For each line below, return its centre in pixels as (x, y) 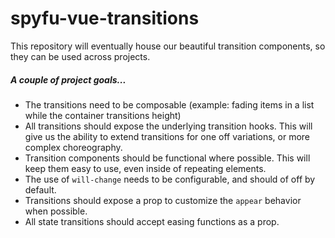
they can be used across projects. (80, 56)
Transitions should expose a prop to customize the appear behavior (163, 200)
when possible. (56, 211)
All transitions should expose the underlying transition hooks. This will (168, 126)
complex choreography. (73, 147)
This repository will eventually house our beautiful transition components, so (168, 46)
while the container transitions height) (103, 115)
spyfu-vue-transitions (105, 18)
